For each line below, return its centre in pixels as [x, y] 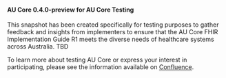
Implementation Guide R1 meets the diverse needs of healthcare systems [111, 39]
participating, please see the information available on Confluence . [101, 67]
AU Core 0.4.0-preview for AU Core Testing [71, 10]
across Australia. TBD [38, 47]
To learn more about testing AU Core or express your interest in [97, 60]
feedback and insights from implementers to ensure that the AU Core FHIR [113, 32]
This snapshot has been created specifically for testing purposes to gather [113, 25]
